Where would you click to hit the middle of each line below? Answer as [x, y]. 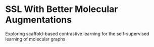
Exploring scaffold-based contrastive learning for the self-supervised [77, 33]
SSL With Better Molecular [62, 9]
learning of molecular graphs [35, 39]
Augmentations [39, 20]
